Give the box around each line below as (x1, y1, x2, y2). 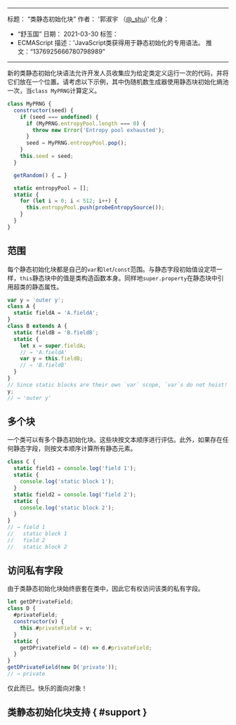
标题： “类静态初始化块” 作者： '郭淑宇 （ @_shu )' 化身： (7, 15, 170, 23)
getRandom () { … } (13, 171, 68, 179)
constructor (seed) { (13, 107, 74, 114)
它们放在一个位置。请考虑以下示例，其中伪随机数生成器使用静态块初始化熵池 (7, 78, 229, 86)
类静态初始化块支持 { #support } (7, 707, 147, 719)
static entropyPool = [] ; (13, 184, 90, 192)
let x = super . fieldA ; (20, 342, 86, 349)
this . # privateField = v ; (20, 625, 93, 632)
